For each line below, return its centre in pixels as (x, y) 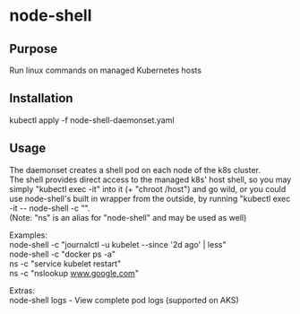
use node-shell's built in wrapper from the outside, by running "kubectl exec (150, 198)
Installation (41, 98)
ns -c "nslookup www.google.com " (74, 273)
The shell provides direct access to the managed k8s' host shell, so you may (150, 179)
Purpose (34, 49)
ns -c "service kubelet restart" (65, 263)
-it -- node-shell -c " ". (50, 208)
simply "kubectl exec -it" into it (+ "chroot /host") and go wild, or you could (148, 188)
